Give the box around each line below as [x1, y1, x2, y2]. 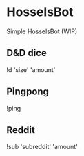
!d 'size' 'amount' [6, 65, 56, 73]
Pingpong [6, 86, 50, 98]
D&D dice [6, 47, 48, 59]
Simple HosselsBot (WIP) [6, 27, 78, 35]
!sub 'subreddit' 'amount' [6, 143, 78, 151]
